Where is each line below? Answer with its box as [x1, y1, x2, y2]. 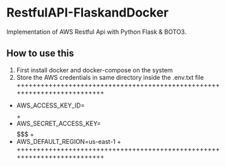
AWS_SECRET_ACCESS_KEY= [16, 119, 101, 127]
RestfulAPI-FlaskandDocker [6, 5, 169, 21]
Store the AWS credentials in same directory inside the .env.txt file [16, 73, 204, 81]
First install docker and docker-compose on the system [16, 65, 173, 74]
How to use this [6, 48, 75, 59]
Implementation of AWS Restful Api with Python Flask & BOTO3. [6, 28, 187, 36]
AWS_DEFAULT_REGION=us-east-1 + [16, 137, 122, 145]
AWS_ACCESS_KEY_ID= [16, 101, 85, 110]
